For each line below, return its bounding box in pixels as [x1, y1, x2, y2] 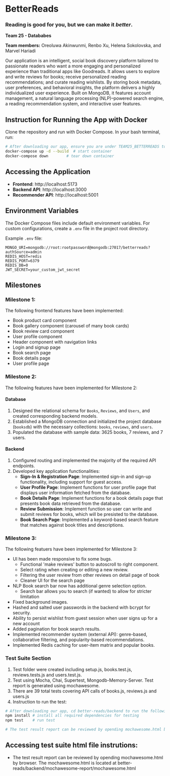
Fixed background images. [12, 599, 68, 605]
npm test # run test [5, 718, 56, 723]
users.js [12, 693, 29, 699]
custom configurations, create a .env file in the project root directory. [5, 225, 149, 231]
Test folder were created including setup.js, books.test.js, [12, 666, 133, 672]
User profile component [12, 334, 62, 340]
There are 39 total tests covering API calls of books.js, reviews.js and [12, 688, 157, 694]
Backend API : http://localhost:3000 [12, 186, 87, 193]
